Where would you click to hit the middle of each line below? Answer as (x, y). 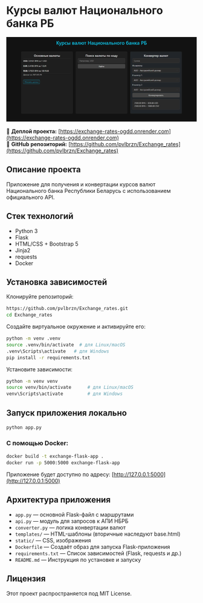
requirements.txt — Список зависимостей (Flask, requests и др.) (98, 553)
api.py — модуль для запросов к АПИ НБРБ (72, 521)
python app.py (24, 428)
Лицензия (26, 579)
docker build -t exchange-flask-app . (55, 456)
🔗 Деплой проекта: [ (33, 131)
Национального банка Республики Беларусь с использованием (89, 190)
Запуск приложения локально (66, 413)
